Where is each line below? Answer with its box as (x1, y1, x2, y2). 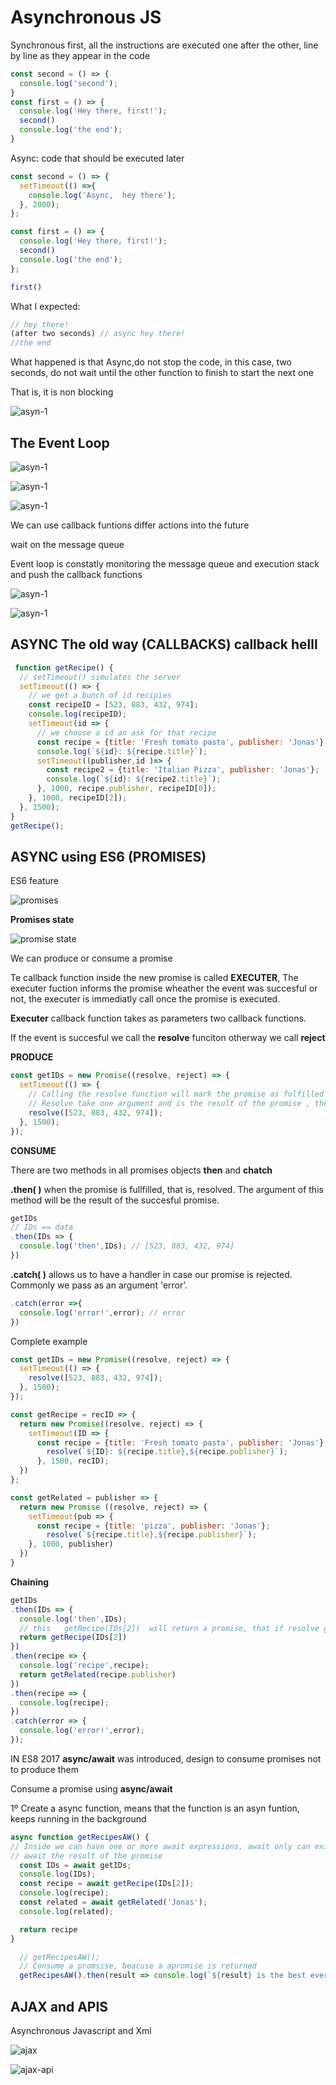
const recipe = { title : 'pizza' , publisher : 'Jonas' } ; (36, 1521, 271, 1531)
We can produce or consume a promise (10, 952, 173, 965)
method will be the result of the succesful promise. (10, 1194, 220, 1206)
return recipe (19, 1924, 78, 1935)
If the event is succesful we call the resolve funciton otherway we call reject (10, 1032, 326, 1044)
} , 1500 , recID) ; (36, 1456, 110, 1466)
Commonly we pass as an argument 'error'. (10, 1279, 188, 1291)
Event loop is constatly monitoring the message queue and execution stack (10, 558, 320, 570)
